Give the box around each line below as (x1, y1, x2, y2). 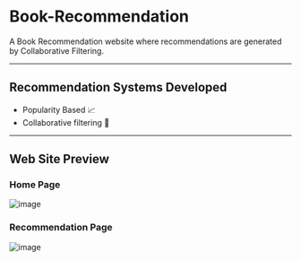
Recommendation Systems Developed (9, 80, 228, 95)
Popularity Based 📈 (21, 104, 96, 115)
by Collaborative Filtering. (9, 45, 105, 56)
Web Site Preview (9, 152, 110, 167)
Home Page (9, 178, 61, 191)
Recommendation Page (9, 222, 114, 234)
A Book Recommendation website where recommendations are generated (9, 36, 282, 47)
